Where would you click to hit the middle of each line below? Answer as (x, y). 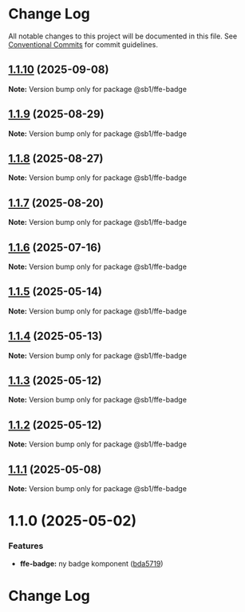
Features (26, 546)
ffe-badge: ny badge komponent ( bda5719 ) (91, 563)
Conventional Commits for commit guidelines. (83, 44)
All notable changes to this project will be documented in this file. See (123, 36)
